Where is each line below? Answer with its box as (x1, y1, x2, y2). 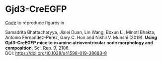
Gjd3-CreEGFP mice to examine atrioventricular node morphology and (5, 39, 153, 45)
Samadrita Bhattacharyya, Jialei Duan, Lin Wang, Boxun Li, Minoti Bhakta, (5, 29, 156, 35)
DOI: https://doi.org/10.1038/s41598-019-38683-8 (5, 50, 107, 56)
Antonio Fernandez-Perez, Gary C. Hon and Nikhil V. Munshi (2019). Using (5, 34, 158, 40)
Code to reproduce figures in (5, 20, 65, 26)
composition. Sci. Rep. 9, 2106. (5, 45, 70, 51)
